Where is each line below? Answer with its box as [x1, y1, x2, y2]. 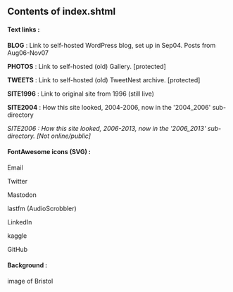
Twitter [7, 177, 28, 185]
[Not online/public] [36, 132, 92, 140]
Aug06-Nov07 [7, 49, 49, 57]
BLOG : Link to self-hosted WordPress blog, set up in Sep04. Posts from [7, 41, 216, 49]
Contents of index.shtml [7, 6, 116, 18]
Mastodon [7, 190, 37, 199]
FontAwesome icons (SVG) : [7, 148, 92, 156]
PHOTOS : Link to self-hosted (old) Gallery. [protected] [7, 62, 167, 70]
